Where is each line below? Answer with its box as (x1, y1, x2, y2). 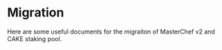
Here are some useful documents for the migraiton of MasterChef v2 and (7, 27, 216, 36)
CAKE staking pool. (7, 34, 62, 42)
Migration (7, 5, 64, 21)
